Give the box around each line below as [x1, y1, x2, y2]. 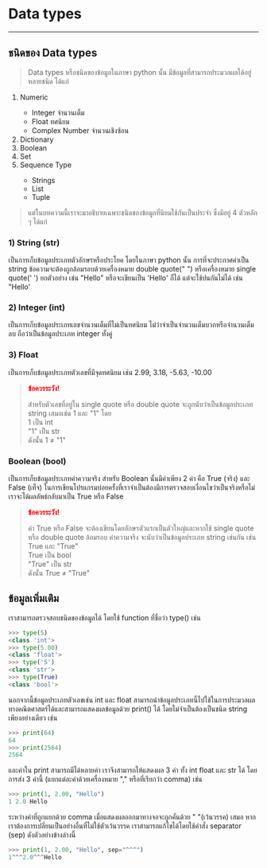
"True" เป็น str [27, 559, 72, 569]
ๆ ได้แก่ [27, 217, 48, 226]
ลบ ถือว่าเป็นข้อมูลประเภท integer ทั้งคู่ [8, 329, 113, 338]
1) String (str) [8, 237, 60, 248]
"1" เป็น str [27, 426, 60, 436]
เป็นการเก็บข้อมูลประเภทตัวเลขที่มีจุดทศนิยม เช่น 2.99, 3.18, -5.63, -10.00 [8, 367, 212, 377]
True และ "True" [27, 541, 79, 550]
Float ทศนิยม [31, 116, 70, 126]
